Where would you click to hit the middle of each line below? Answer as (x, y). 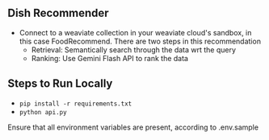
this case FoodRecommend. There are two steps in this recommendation (140, 41)
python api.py (43, 112)
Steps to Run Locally (60, 84)
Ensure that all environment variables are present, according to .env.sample (133, 127)
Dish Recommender (59, 13)
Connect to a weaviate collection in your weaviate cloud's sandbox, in (135, 32)
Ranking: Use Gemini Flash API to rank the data (110, 58)
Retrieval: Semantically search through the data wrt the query (133, 49)
